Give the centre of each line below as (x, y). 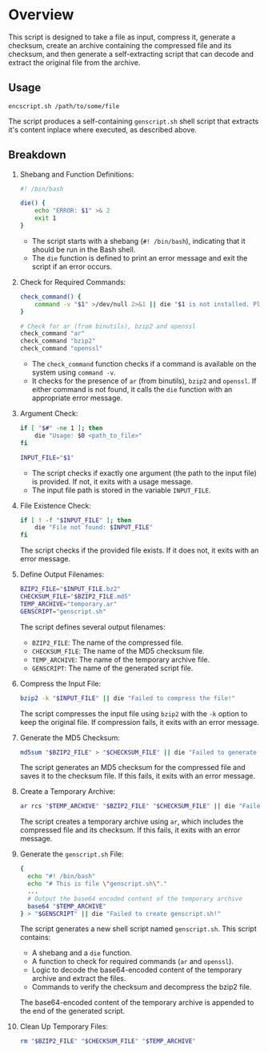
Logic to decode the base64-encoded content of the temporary (137, 970)
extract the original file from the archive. (74, 63)
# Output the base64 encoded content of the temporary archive (135, 899)
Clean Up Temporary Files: (64, 1027)
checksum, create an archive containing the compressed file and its (120, 45)
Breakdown (37, 155)
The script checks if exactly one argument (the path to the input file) (144, 473)
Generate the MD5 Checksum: (70, 737)
